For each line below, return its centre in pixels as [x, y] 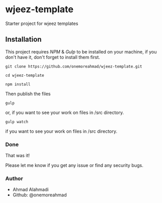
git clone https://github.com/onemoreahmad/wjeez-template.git [74, 66]
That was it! [18, 156]
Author [14, 178]
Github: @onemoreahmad [40, 195]
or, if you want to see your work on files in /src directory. [65, 112]
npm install [18, 84]
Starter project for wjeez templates [42, 23]
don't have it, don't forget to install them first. [53, 57]
